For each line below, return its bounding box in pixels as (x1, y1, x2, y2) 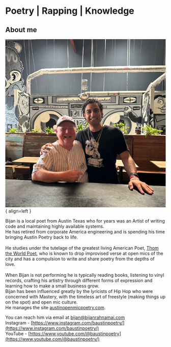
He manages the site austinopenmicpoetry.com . (5, 305, 106, 311)
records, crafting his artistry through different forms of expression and (5, 278, 153, 284)
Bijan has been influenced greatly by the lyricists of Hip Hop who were (5, 288, 153, 295)
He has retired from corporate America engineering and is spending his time (5, 229, 165, 235)
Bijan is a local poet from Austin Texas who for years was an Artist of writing (5, 218, 165, 224)
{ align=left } (5, 208, 32, 214)
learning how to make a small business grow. (5, 283, 99, 289)
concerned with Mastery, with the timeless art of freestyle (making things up (5, 293, 166, 300)
